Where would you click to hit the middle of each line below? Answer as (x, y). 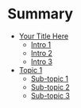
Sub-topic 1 (50, 78)
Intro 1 (41, 44)
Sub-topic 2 (50, 87)
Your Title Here (44, 36)
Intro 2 (42, 53)
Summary (40, 14)
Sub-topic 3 (50, 95)
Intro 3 (42, 62)
